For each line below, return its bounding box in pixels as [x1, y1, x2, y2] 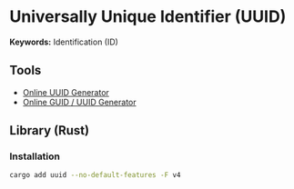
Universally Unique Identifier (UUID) [9, 6, 287, 27]
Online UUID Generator [22, 86, 109, 97]
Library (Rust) [9, 123, 89, 138]
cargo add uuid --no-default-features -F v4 [9, 171, 181, 180]
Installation [9, 150, 61, 163]
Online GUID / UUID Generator [22, 96, 137, 107]
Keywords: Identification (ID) [9, 36, 118, 47]
